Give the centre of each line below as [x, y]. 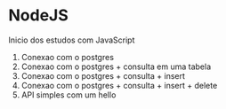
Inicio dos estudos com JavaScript [72, 40]
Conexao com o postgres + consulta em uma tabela [116, 66]
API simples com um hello [69, 95]
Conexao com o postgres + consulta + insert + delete [119, 85]
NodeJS [38, 16]
